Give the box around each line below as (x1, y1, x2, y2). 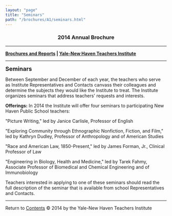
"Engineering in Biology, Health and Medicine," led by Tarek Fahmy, (5, 158, 147, 164)
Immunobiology (5, 169, 38, 176)
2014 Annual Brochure (57, 34, 115, 41)
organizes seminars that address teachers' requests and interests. (5, 93, 145, 99)
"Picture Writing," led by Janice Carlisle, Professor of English (5, 118, 134, 124)
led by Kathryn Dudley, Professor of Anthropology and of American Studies (5, 133, 164, 139)
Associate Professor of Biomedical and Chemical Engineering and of (5, 164, 149, 170)
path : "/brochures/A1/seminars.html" (5, 17, 86, 22)
